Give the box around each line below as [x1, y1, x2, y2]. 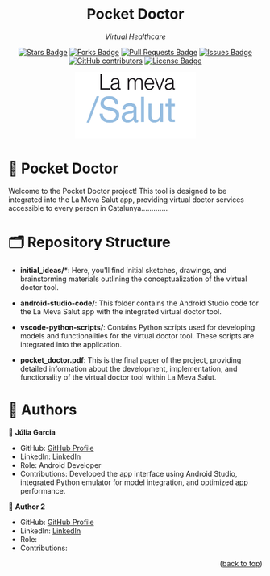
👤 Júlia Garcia [8, 427, 56, 437]
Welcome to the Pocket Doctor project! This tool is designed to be [8, 187, 227, 196]
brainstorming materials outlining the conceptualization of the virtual [19, 274, 247, 284]
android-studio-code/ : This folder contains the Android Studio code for [19, 298, 260, 308]
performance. [19, 486, 66, 496]
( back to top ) [219, 559, 263, 569]
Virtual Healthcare [104, 32, 167, 41]
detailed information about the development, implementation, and [19, 364, 238, 374]
